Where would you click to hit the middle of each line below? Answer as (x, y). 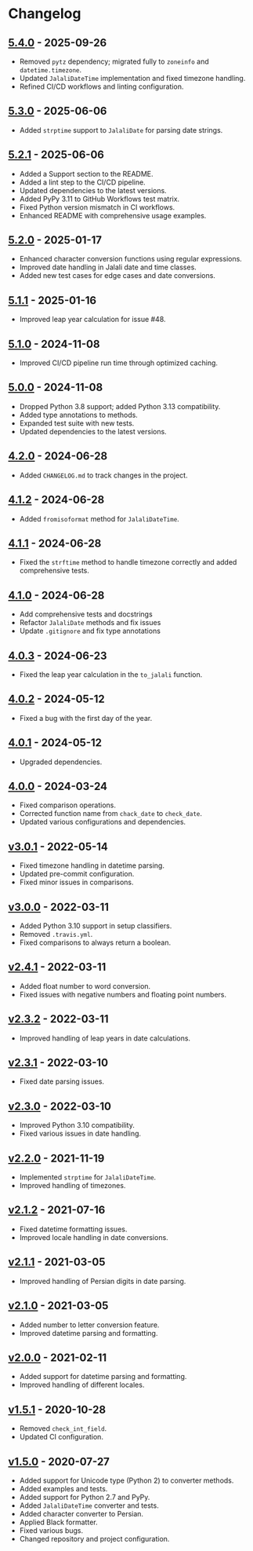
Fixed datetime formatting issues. (73, 1229)
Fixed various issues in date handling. (80, 1134)
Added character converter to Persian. (81, 1513)
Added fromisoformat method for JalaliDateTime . (99, 518)
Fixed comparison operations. (67, 805)
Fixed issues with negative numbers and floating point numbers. (123, 994)
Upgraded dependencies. (61, 762)
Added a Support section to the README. (87, 174)
